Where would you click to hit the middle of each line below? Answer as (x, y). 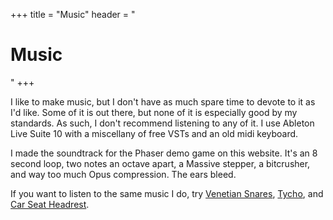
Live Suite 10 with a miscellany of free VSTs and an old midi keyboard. (154, 133)
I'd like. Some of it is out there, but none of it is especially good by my (154, 112)
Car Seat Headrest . (50, 204)
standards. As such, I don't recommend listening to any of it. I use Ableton (162, 123)
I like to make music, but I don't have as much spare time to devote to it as (163, 101)
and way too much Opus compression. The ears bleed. (123, 174)
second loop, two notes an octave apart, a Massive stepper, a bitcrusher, (160, 163)
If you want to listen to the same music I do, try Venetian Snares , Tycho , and (167, 193)
